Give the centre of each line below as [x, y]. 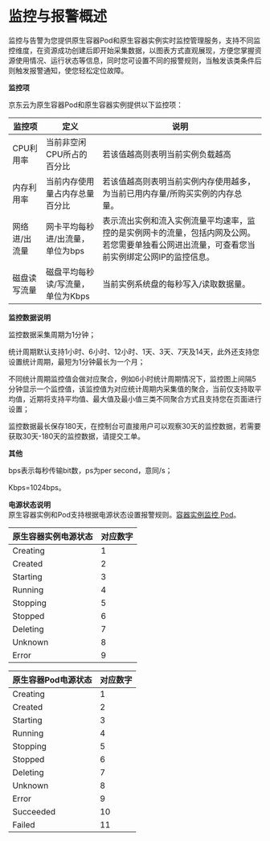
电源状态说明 [29, 505]
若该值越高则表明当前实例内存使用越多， [179, 181]
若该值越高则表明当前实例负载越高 [167, 154]
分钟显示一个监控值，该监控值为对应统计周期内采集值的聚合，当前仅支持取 [131, 389]
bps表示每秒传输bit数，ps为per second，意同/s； [90, 470]
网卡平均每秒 [70, 226]
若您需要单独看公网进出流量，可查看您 [175, 245]
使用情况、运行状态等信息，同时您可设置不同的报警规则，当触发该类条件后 [138, 60]
